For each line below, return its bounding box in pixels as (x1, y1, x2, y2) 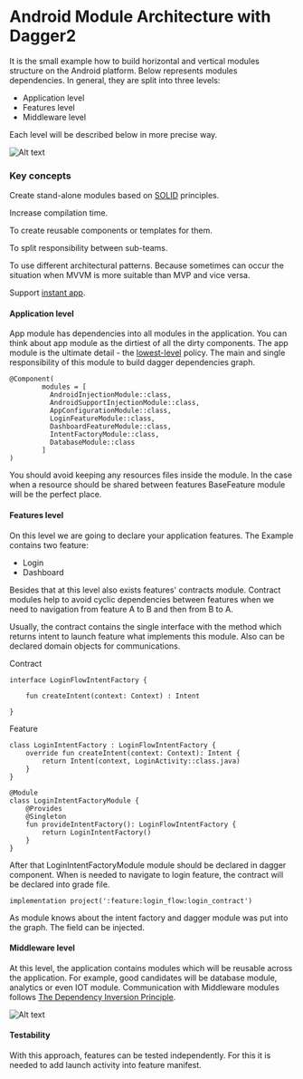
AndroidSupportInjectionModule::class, (49, 399, 201, 408)
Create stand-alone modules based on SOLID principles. (9, 190, 220, 201)
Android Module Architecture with (9, 6, 271, 27)
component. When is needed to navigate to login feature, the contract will (9, 869, 284, 880)
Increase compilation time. (9, 207, 109, 218)
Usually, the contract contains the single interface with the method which (9, 621, 282, 631)
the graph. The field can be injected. (9, 921, 145, 932)
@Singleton (25, 812, 67, 821)
